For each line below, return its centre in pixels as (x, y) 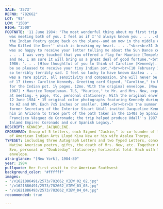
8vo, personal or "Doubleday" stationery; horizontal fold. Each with (82, 150)
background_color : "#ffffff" (34, 172)
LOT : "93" (15, 18)
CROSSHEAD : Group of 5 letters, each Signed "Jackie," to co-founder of (80, 132)
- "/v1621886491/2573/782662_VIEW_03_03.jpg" (52, 186)
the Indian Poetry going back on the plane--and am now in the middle (82, 41)
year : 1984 (16, 163)
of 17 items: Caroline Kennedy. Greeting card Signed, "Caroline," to (82, 82)
